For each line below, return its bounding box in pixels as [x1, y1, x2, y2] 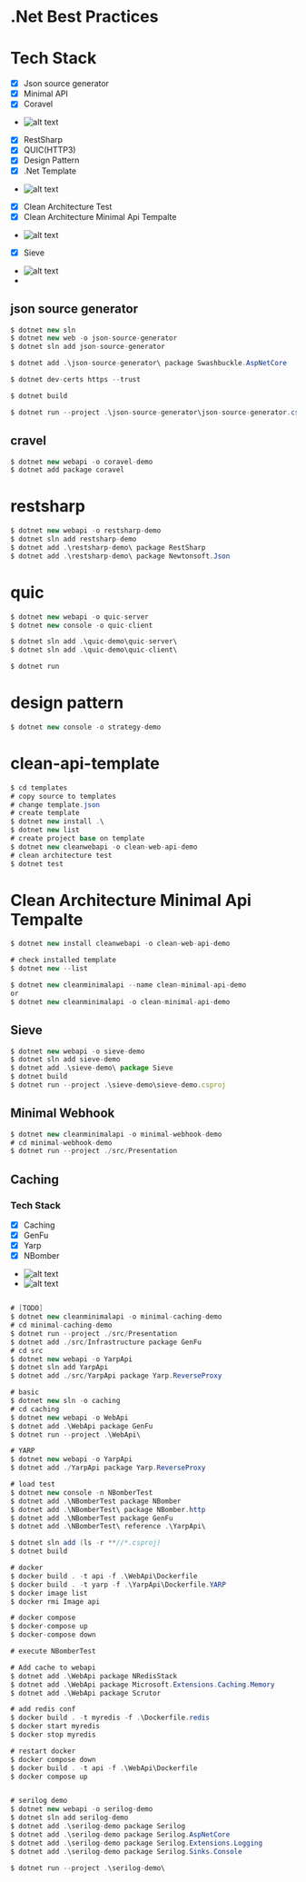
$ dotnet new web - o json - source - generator [10, 334, 178, 343]
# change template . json [10, 800, 101, 810]
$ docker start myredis [10, 1722, 101, 1731]
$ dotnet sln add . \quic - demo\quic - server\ [10, 637, 178, 646]
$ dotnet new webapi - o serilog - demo [10, 1805, 153, 1814]
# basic [10, 1388, 40, 1397]
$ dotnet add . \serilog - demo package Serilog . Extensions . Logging [10, 1838, 262, 1847]
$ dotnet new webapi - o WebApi [10, 1413, 129, 1422]
